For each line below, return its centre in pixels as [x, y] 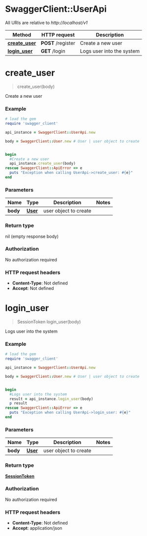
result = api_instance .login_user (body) [51, 399]
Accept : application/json [37, 528]
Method [22, 34]
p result [18, 403]
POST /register [58, 43]
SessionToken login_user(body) [49, 322]
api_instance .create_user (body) [43, 164]
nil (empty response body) [32, 236]
